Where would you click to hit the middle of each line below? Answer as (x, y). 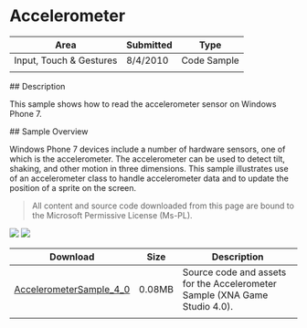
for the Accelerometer (229, 283)
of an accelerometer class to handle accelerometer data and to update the (149, 178)
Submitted (149, 45)
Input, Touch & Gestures (66, 60)
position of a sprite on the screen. (73, 187)
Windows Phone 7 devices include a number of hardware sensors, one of (148, 149)
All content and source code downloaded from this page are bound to (163, 206)
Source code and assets (234, 272)
